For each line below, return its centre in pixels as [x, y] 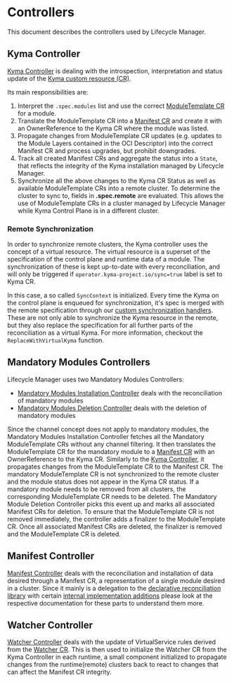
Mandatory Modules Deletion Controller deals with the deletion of [112, 408]
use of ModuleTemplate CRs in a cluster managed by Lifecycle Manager [122, 203]
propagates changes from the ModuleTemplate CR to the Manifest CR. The [115, 467]
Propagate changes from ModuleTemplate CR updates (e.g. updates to [120, 135]
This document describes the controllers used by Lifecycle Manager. [106, 32]
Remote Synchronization [50, 228]
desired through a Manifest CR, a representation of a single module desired [116, 580]
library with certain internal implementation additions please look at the [110, 596]
